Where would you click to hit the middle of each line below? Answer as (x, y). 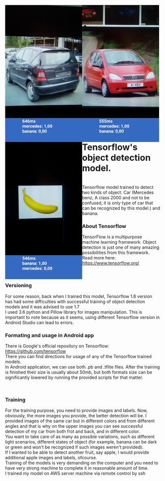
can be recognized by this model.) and (121, 208)
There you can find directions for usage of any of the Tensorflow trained (78, 357)
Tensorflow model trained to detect (118, 187)
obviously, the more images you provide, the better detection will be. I (76, 416)
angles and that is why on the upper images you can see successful (74, 426)
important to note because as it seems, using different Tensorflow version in (82, 317)
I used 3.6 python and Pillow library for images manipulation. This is (74, 312)
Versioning (18, 286)
